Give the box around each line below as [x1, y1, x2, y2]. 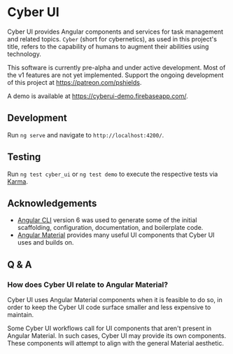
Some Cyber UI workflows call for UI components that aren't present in [7, 324, 212, 333]
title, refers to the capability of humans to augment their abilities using [7, 42, 209, 50]
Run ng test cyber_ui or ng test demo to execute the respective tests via [7, 170, 218, 178]
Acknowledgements [7, 197, 97, 209]
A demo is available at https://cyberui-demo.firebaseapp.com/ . [7, 92, 189, 100]
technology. [7, 50, 42, 58]
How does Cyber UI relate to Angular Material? [7, 280, 169, 290]
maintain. [7, 311, 34, 319]
